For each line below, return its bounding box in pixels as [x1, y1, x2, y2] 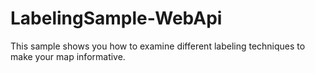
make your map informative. [10, 50, 126, 62]
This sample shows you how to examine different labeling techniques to [10, 40, 306, 52]
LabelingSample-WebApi [10, 7, 223, 30]
